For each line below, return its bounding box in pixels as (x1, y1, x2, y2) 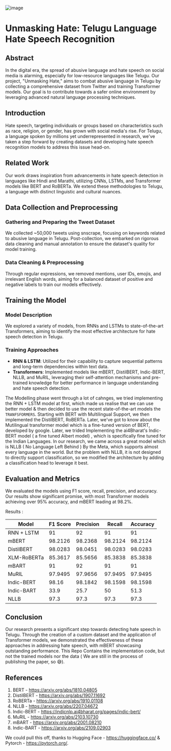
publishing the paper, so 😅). (5, 659, 65, 665)
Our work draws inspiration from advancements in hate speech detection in (5, 172, 164, 178)
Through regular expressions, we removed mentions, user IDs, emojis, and (5, 270, 161, 277)
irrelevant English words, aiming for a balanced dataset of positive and (5, 276, 153, 282)
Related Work (5, 159, 49, 167)
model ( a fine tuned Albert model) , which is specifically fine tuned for (17, 432, 166, 439)
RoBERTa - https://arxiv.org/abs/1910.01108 (12, 698, 103, 704)
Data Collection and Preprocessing (5, 204, 118, 212)
